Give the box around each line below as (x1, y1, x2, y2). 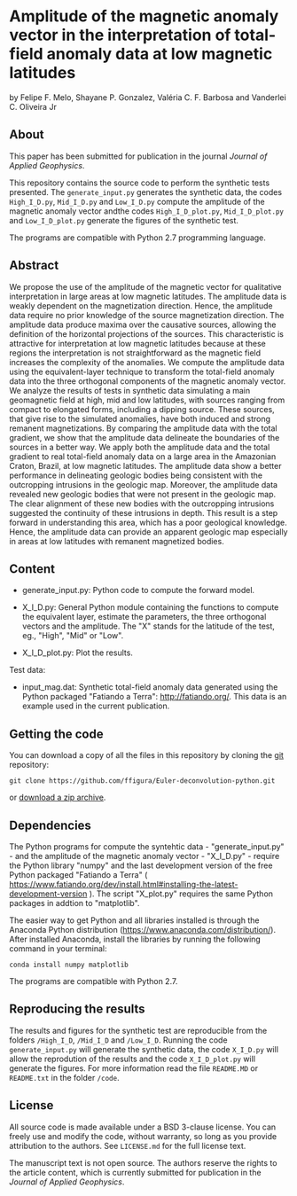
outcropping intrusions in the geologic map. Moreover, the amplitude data (9, 479, 277, 489)
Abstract (9, 258, 59, 273)
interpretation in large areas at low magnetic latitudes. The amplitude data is (9, 291, 287, 301)
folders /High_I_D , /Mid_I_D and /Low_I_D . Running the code (9, 1035, 228, 1045)
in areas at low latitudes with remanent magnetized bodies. (9, 535, 224, 546)
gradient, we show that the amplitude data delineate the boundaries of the (9, 432, 280, 442)
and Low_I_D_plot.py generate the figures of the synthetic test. (9, 215, 239, 225)
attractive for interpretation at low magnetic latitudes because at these (9, 338, 266, 348)
